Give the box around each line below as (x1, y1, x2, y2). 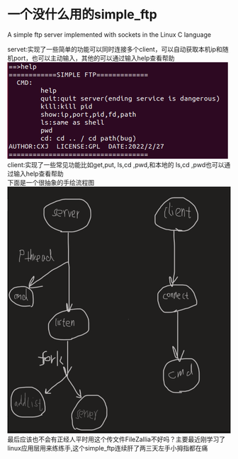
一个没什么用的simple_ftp (7, 6, 158, 23)
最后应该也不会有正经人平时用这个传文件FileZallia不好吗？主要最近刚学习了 (7, 435, 225, 443)
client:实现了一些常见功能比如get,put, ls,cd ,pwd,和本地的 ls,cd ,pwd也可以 (7, 160, 225, 169)
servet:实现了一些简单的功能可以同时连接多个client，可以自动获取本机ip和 (7, 45, 223, 53)
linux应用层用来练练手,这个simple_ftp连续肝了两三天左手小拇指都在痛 (7, 444, 208, 453)
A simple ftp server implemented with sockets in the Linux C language (7, 30, 211, 39)
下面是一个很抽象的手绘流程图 (7, 178, 94, 186)
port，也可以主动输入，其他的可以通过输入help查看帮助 (13, 54, 175, 62)
